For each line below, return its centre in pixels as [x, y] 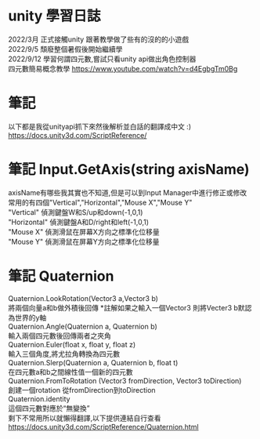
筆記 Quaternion [61, 276]
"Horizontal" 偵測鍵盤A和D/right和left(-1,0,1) [79, 222]
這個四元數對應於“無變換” [49, 408]
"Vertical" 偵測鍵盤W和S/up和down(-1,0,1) [76, 212]
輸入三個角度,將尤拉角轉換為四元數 [64, 354]
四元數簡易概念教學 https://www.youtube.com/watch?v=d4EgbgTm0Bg [123, 68]
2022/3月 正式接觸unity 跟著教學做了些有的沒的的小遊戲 [99, 39]
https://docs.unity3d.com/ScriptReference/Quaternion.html [103, 426]
